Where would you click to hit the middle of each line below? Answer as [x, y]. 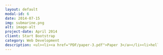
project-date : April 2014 [31, 32]
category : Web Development [32, 41]
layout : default [21, 9]
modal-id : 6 [17, 14]
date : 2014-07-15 [23, 18]
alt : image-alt [20, 27]
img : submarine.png [25, 23]
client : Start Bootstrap [30, 36]
